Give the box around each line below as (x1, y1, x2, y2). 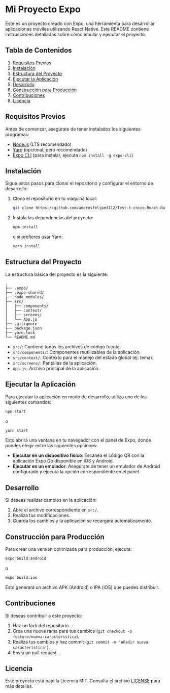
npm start (5, 409, 26, 414)
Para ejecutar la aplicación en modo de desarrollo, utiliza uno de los (5, 394, 147, 400)
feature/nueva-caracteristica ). (12, 633, 80, 639)
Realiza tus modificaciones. (12, 512, 71, 519)
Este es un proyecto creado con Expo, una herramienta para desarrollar (5, 20, 155, 27)
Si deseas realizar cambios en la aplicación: (5, 497, 97, 503)
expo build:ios (5, 575, 38, 580)
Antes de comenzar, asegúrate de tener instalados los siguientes (5, 126, 141, 132)
